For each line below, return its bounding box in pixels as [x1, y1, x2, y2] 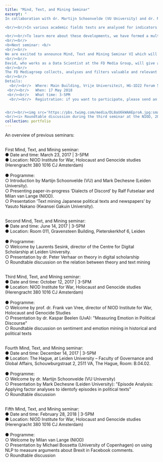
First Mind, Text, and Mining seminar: [5, 147, 79, 152]
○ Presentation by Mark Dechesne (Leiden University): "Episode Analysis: [5, 381, 153, 387]
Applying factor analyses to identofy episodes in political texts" [5, 386, 131, 392]
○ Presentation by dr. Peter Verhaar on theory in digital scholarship [5, 254, 140, 260]
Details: [5, 79, 23, 84]
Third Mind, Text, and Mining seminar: [5, 274, 81, 280]
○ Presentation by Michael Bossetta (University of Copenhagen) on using [5, 442, 152, 448]
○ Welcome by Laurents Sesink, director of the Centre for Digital [5, 244, 134, 249]
